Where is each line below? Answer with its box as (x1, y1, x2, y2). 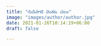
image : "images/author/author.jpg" (6, 14, 96, 20)
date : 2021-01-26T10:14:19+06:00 (6, 20, 90, 26)
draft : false (6, 25, 39, 32)
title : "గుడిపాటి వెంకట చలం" (6, 8, 72, 15)
